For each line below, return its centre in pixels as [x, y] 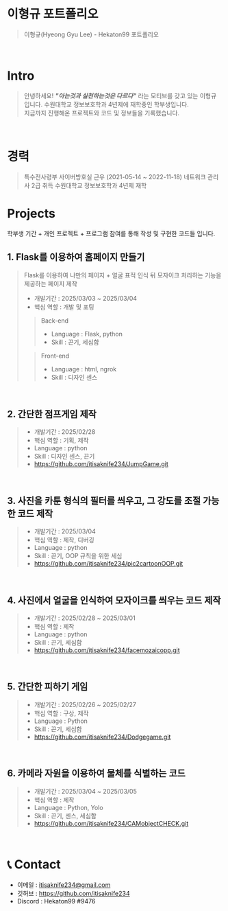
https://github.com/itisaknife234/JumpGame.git [101, 464]
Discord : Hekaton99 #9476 [56, 901]
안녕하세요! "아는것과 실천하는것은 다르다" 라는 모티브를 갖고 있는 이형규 [120, 95]
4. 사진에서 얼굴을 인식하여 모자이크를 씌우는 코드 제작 [114, 600]
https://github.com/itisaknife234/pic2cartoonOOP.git [109, 564]
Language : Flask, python [87, 334]
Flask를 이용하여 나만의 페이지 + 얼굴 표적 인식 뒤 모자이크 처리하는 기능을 [123, 275]
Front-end [55, 356]
